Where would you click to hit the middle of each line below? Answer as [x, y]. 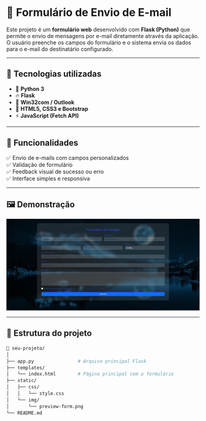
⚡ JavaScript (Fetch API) [47, 115]
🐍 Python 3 [30, 89]
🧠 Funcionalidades [42, 143]
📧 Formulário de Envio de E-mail [89, 13]
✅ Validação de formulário [40, 164]
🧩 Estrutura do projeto [49, 333]
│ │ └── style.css [35, 394]
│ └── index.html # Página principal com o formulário [90, 374]
